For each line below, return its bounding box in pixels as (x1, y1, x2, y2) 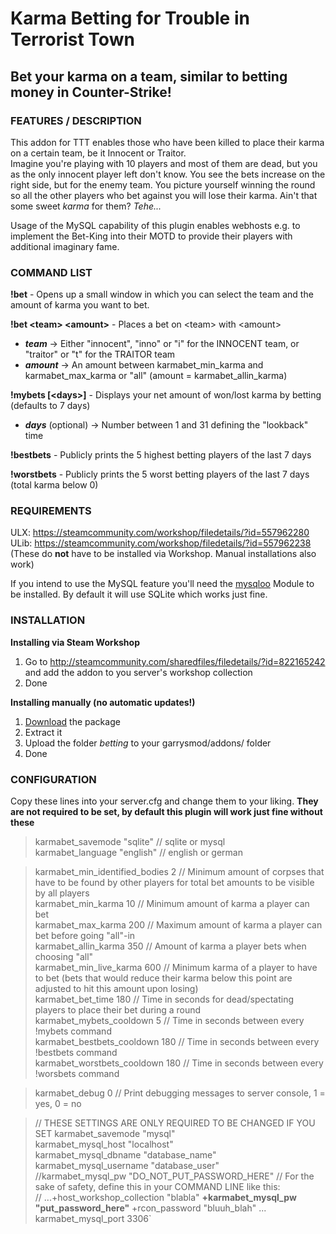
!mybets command (34, 1025, 112, 1037)
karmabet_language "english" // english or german (34, 847, 243, 859)
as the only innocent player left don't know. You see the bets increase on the (10, 168, 326, 180)
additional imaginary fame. (10, 240, 120, 252)
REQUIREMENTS (10, 504, 92, 518)
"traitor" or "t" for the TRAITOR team (24, 348, 176, 361)
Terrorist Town (10, 28, 135, 51)
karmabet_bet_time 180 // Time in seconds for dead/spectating (34, 993, 295, 1006)
